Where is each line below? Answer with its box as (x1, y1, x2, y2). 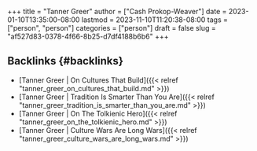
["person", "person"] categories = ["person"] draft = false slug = (7, 24, 217, 32)
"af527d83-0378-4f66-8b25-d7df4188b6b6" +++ (7, 31, 169, 41)
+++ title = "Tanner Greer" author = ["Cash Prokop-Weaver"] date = (7, 7, 227, 16)
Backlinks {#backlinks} (7, 54, 123, 68)
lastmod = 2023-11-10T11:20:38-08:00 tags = (81, 15, 229, 24)
